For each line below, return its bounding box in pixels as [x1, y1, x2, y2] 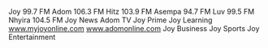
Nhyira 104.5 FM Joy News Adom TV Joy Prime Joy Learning [8, 15, 213, 25]
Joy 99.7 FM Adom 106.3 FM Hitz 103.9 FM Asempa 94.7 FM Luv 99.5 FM [8, 7, 255, 16]
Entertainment [8, 32, 56, 42]
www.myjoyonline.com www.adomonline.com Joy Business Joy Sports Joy [8, 24, 260, 33]
